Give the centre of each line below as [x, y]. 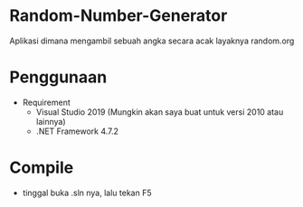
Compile [42, 168]
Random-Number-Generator [118, 16]
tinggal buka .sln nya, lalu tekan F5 [87, 193]
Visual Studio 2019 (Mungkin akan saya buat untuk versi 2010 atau [160, 112]
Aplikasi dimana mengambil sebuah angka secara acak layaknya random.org [152, 41]
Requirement [46, 102]
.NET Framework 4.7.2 [77, 131]
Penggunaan [58, 77]
